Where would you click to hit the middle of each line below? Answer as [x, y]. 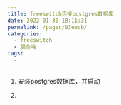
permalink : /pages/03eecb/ [47, 27]
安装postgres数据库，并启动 [59, 81]
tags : [15, 54]
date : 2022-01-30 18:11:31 [47, 21]
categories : [25, 34]
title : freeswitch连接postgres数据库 [60, 14]
